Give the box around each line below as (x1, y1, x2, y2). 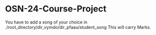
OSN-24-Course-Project (5, 3, 107, 14)
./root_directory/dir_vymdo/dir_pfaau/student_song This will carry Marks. (5, 24, 151, 30)
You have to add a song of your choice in (5, 19, 88, 25)
